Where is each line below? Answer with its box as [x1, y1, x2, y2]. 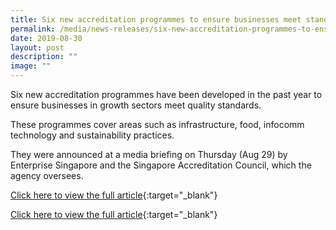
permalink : [10, 24, 56, 34]
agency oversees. [10, 170, 84, 181]
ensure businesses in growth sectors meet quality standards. [10, 99, 262, 111]
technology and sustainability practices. [10, 129, 175, 141]
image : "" [10, 61, 52, 71]
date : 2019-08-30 [10, 33, 83, 43]
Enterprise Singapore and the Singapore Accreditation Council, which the [10, 159, 312, 171]
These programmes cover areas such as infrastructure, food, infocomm [10, 119, 305, 130]
